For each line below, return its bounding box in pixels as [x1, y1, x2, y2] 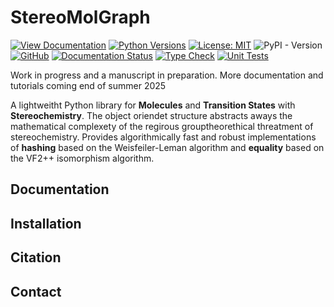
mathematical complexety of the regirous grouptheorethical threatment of [10, 120, 314, 132]
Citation [10, 249, 62, 266]
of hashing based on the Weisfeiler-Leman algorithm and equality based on [10, 141, 325, 153]
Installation [10, 215, 82, 232]
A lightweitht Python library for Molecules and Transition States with [10, 99, 296, 111]
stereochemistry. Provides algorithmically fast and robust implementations [10, 131, 317, 143]
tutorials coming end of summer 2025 [10, 79, 167, 91]
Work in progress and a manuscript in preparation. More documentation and [10, 69, 324, 81]
